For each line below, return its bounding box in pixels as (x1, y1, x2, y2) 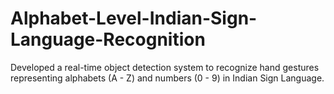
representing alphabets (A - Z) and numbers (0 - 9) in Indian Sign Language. (10, 72, 325, 84)
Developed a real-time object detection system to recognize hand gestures (10, 61, 320, 73)
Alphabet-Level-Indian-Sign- (10, 7, 258, 30)
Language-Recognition (10, 28, 206, 51)
